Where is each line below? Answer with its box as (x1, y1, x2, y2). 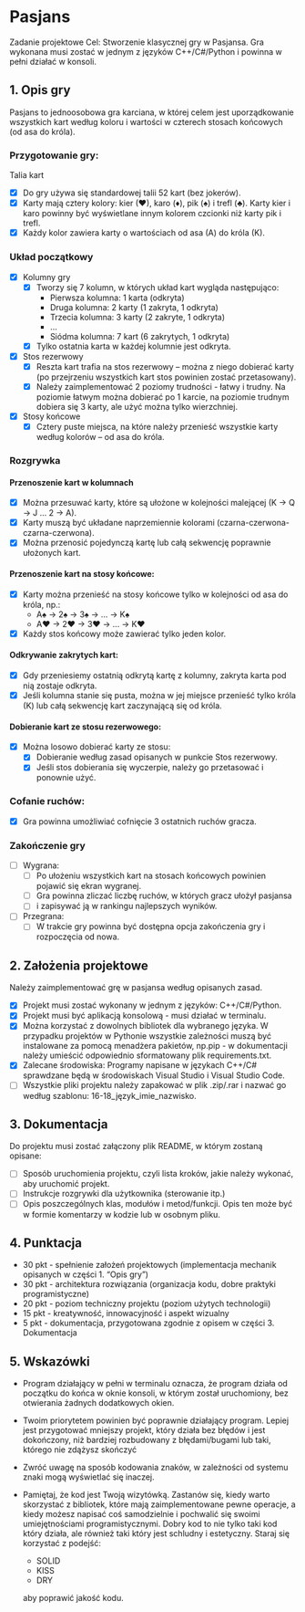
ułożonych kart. (22, 548, 82, 559)
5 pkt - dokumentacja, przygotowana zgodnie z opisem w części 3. (22, 1317, 275, 1329)
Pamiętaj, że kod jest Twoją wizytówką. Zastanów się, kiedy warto (22, 1490, 270, 1501)
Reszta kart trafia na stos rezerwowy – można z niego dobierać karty (36, 361, 294, 372)
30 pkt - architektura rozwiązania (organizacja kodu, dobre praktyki (22, 1279, 276, 1290)
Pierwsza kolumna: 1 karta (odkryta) (49, 292, 185, 303)
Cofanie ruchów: (9, 795, 85, 808)
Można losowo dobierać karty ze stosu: (22, 741, 171, 752)
